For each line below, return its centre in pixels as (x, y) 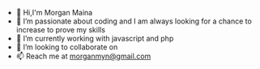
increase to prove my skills (60, 30)
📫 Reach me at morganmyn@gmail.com (83, 56)
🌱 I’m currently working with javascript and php (95, 38)
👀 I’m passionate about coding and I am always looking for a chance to (134, 21)
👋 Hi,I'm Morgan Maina (54, 13)
